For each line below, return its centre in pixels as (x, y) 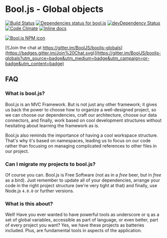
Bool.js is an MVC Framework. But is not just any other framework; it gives (81, 104)
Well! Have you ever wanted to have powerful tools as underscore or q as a (82, 215)
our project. (17, 151)
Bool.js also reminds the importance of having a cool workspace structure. (82, 135)
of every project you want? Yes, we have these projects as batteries (75, 225)
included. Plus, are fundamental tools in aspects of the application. (74, 231)
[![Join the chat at (23, 47)
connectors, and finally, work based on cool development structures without (83, 120)
